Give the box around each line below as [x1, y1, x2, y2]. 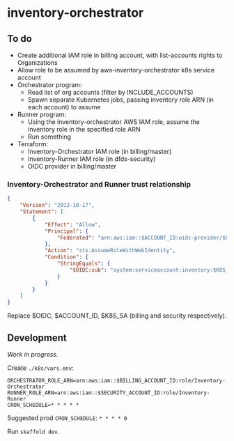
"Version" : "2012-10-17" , [19, 202, 95, 209]
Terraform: [17, 140, 49, 148]
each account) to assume [27, 103, 101, 111]
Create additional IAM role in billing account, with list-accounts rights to [17, 51, 223, 59]
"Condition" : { [44, 254, 89, 261]
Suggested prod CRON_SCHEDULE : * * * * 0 [7, 413, 127, 422]
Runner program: [17, 110, 67, 118]
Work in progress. [7, 350, 58, 358]
